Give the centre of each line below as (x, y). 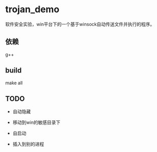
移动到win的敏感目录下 (36, 122)
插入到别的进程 (28, 144)
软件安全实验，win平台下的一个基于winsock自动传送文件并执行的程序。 (80, 24)
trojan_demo (32, 9)
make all (14, 83)
